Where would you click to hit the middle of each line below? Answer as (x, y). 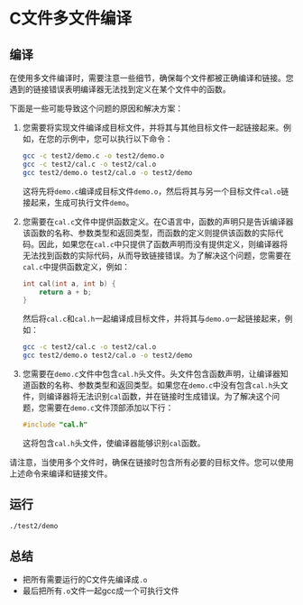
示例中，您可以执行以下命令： (117, 139)
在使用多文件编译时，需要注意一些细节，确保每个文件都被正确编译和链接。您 (151, 78)
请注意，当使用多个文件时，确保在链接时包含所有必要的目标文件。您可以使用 (151, 462)
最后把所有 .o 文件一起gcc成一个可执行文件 (101, 591)
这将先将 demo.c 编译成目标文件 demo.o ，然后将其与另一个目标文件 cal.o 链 (156, 191)
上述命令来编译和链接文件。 (61, 473)
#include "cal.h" (55, 425)
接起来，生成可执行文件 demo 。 (78, 202)
